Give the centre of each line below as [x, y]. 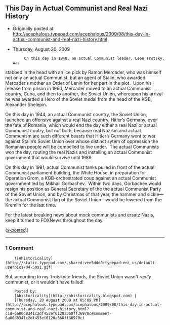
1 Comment [19, 248]
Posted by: [26, 292]
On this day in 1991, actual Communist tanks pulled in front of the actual [80, 167]
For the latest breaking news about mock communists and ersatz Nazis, [80, 214]
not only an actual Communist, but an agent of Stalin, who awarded [75, 78]
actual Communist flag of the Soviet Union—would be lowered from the [87, 199]
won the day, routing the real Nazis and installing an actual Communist [79, 152]
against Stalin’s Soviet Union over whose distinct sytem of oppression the [82, 141]
